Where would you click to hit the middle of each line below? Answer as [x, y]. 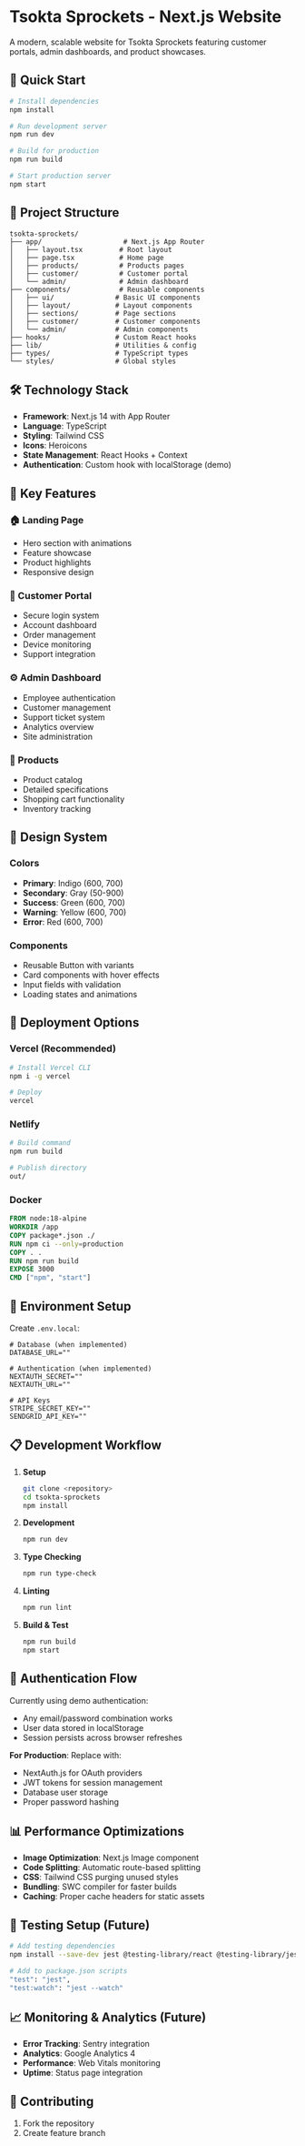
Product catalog [53, 779]
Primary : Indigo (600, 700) [73, 883]
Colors [25, 864]
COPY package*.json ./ [52, 1235]
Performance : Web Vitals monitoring [91, 2063]
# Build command [40, 1143]
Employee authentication [69, 697]
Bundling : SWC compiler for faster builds [99, 1887]
